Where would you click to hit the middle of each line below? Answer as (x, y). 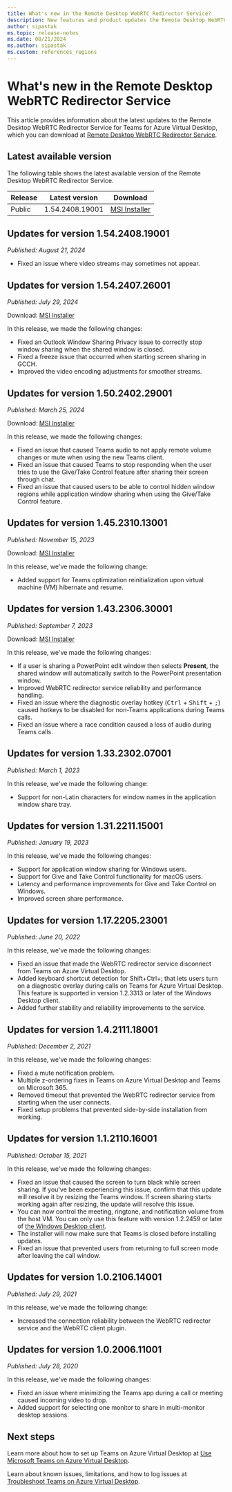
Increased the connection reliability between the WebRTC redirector (114, 1321)
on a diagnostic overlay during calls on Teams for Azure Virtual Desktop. (120, 986)
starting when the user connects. (64, 1102)
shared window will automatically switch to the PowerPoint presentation (119, 673)
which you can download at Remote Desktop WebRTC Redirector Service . (112, 135)
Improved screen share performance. (70, 899)
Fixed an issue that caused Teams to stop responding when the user (114, 465)
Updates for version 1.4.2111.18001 (83, 1030)
